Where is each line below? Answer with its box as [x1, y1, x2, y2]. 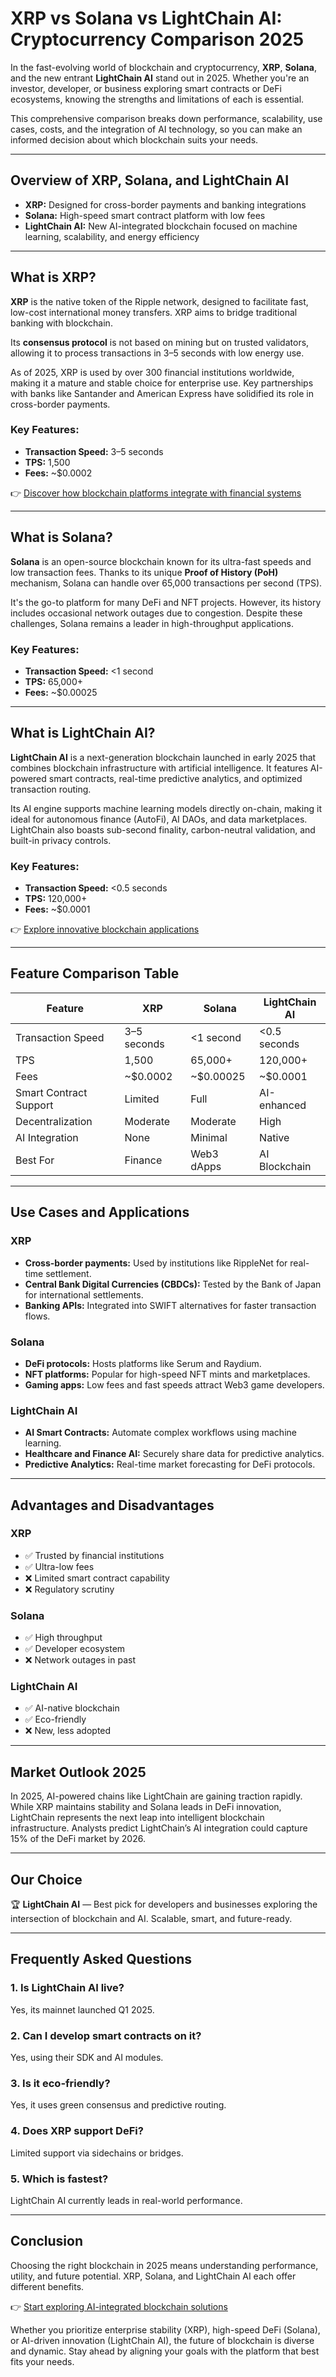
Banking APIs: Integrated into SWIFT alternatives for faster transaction [24, 1299, 317, 1311]
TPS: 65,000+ [24, 675, 84, 687]
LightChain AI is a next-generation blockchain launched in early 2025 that [10, 751, 317, 763]
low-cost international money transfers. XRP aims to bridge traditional [10, 306, 298, 318]
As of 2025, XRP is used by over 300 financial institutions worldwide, [10, 366, 295, 378]
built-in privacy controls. [10, 834, 112, 846]
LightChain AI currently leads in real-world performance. [10, 2194, 243, 2206]
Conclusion [10, 2233, 84, 2250]
